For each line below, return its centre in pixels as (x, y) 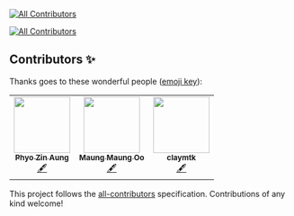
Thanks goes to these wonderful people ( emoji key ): (106, 81)
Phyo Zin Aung (42, 157)
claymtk (181, 157)
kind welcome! (36, 203)
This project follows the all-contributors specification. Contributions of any (147, 193)
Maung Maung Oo (112, 157)
